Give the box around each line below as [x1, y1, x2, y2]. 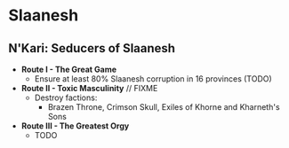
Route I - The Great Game [20, 64, 117, 74]
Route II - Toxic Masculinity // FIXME [20, 83, 158, 93]
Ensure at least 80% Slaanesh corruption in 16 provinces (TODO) [34, 74, 272, 84]
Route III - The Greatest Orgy [20, 121, 130, 131]
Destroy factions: [34, 92, 98, 103]
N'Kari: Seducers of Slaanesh [8, 41, 175, 56]
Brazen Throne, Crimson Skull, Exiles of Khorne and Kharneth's [47, 102, 281, 112]
